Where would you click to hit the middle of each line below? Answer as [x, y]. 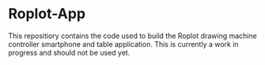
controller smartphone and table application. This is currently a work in [123, 44]
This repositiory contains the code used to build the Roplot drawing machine [132, 36]
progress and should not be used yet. [69, 52]
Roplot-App [47, 14]
